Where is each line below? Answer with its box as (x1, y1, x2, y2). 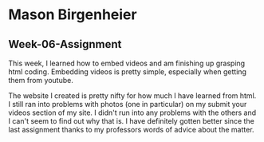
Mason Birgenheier (8, 6, 137, 24)
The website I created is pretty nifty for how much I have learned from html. (8, 91, 257, 101)
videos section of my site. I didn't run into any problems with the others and (8, 108, 257, 117)
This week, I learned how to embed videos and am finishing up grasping (8, 58, 246, 68)
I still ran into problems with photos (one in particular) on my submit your (8, 100, 247, 108)
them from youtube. (8, 76, 73, 85)
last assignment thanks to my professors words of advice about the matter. (8, 125, 254, 134)
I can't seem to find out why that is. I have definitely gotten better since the (8, 116, 255, 125)
